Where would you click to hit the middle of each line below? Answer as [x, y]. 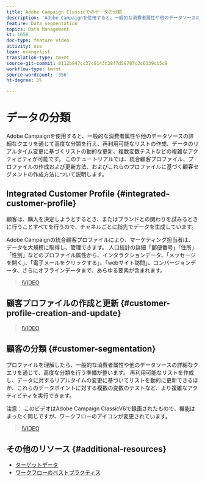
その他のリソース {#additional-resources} [86, 449]
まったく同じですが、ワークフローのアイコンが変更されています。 [88, 416]
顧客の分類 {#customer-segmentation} [81, 349]
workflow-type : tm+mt [34, 69]
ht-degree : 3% [24, 80]
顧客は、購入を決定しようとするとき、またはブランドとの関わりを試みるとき [102, 219]
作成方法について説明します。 [70, 175]
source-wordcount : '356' [38, 75]
